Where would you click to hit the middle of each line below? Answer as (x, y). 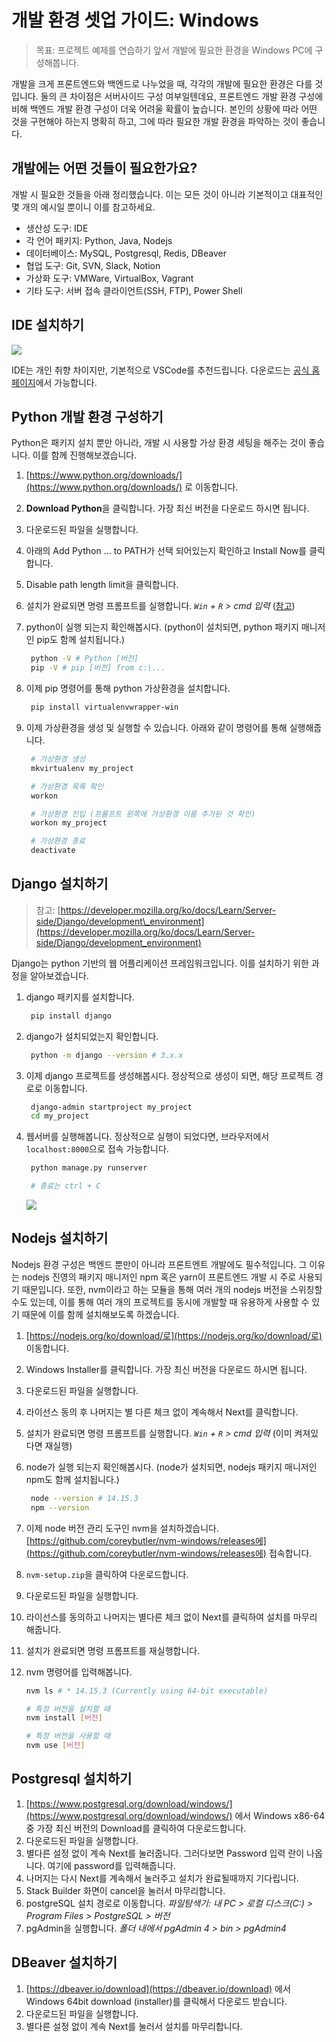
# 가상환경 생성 (58, 759)
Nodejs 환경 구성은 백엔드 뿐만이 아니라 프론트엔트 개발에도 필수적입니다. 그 (159, 1264)
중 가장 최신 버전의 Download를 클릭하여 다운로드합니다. (136, 1828)
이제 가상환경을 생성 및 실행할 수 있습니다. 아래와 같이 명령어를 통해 (156, 727)
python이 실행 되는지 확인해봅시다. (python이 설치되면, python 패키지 (162, 627)
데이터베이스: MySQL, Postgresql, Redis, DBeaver (126, 253)
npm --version (60, 1507)
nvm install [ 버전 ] (64, 1718)
